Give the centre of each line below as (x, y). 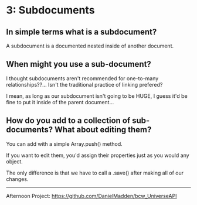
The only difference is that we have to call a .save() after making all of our (95, 173)
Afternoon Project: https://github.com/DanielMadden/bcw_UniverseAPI (91, 196)
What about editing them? (103, 130)
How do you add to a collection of (68, 121)
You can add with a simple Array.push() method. (64, 143)
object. (15, 161)
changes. (17, 179)
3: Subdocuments (50, 10)
